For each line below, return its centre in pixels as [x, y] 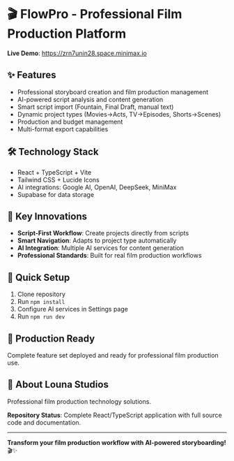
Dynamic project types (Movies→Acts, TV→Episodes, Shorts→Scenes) [119, 114]
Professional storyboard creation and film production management [113, 92]
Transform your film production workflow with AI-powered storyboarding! [117, 442]
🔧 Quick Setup [39, 277]
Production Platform [67, 34]
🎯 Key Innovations [47, 216]
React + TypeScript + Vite [54, 172]
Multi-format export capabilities [63, 129]
